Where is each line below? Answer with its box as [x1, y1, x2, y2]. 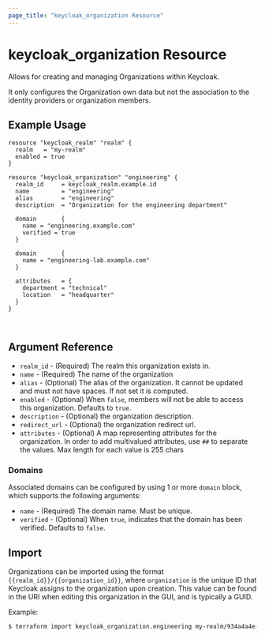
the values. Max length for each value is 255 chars [19, 445, 184, 455]
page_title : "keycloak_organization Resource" [8, 11, 164, 20]
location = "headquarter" [22, 291, 114, 299]
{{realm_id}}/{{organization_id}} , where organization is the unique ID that [8, 576, 257, 585]
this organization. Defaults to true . [19, 403, 132, 413]
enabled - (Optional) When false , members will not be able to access [19, 395, 244, 404]
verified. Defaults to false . [19, 523, 106, 533]
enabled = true [15, 153, 65, 161]
